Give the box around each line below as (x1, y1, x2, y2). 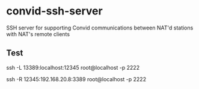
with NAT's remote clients (6, 30, 70, 37)
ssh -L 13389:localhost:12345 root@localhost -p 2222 (6, 64, 140, 71)
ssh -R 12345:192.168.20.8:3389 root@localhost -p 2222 (6, 75, 146, 82)
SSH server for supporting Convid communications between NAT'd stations (6, 24, 194, 31)
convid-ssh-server (6, 4, 103, 18)
